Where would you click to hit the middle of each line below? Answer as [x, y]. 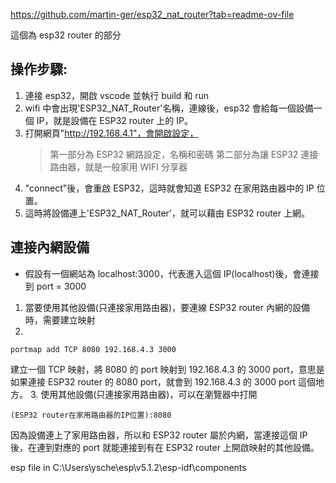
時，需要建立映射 [60, 320]
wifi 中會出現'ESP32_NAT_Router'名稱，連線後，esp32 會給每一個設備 [169, 108]
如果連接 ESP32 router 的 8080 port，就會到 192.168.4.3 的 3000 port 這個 [163, 381]
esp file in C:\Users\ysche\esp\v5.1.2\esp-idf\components [128, 467]
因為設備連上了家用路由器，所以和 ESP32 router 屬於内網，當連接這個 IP [159, 435]
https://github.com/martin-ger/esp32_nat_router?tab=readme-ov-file [152, 14]
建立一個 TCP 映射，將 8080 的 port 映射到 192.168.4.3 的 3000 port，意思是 [167, 369]
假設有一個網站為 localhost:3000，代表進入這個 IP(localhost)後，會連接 [172, 273]
